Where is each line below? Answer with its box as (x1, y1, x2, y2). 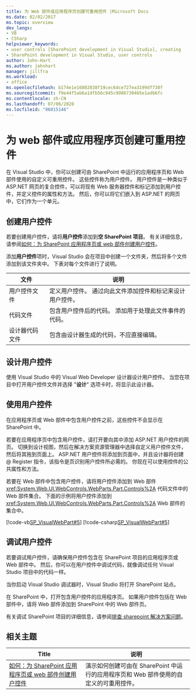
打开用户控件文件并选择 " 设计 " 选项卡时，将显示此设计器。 (16, 381, 157, 388)
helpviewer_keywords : (6, 42, 59, 47)
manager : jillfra (6, 68, 48, 74)
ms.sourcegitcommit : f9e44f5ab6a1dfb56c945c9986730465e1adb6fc (6, 90, 163, 96)
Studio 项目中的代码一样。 (6, 568, 69, 575)
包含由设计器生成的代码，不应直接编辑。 (49, 331, 160, 339)
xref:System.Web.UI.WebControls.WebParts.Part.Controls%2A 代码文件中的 (6, 485, 188, 492)
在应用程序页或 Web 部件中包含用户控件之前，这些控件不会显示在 (6, 416, 163, 423)
